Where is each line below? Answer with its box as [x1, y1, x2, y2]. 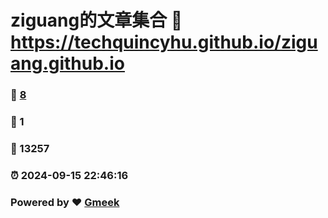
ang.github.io [10, 52, 125, 75]
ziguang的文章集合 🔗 [10, 9, 183, 32]
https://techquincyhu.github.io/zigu [10, 31, 318, 54]
